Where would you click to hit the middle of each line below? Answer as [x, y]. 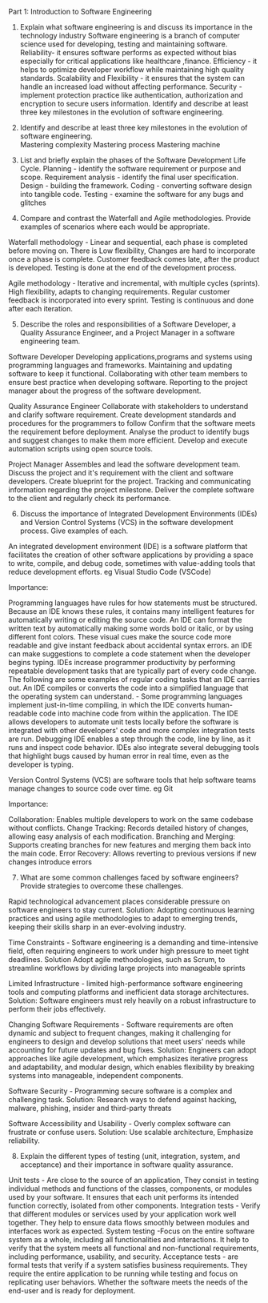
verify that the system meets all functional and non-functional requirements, [134, 1248]
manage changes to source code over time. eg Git [91, 788]
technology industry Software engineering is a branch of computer [130, 36]
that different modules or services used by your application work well [122, 1214]
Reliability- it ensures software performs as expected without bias [128, 52]
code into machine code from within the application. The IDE [138, 713]
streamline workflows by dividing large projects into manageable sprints [127, 968]
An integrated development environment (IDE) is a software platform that [128, 546]
